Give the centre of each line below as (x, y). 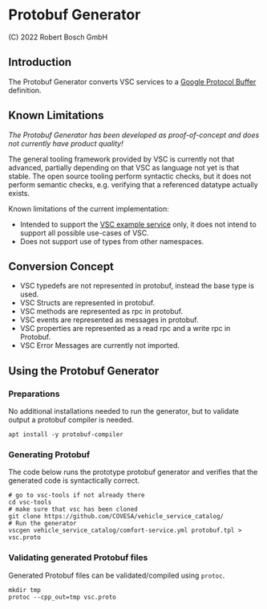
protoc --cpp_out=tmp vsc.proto (62, 597)
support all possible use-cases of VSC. (85, 233)
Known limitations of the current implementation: (89, 208)
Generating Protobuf (49, 454)
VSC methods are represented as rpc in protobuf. (101, 312)
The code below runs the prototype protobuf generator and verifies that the (133, 472)
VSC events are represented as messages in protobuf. (109, 320)
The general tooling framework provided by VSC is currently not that (121, 159)
